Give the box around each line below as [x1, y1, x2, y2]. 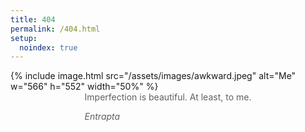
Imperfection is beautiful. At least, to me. [84, 91, 252, 103]
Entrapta [84, 111, 121, 123]
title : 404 [10, 14, 56, 25]
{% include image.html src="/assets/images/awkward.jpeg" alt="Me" [10, 70, 297, 82]
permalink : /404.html [10, 24, 101, 34]
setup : [10, 33, 38, 43]
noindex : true [19, 42, 78, 53]
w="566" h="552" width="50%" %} [10, 81, 159, 93]
